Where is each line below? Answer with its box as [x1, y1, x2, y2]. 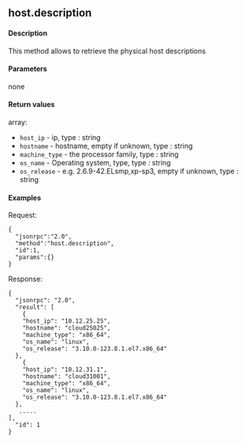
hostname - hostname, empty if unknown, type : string [19, 142, 193, 150]
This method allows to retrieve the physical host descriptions [8, 46, 207, 55]
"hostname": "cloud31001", [22, 373, 111, 381]
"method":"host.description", [15, 240, 114, 248]
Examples [8, 193, 42, 203]
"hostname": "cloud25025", [22, 324, 111, 332]
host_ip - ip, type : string [19, 133, 101, 142]
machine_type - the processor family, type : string [19, 150, 179, 159]
